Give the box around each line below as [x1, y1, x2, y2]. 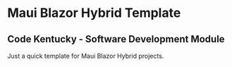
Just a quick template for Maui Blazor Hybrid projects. [7, 51, 164, 60]
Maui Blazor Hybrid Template [7, 5, 181, 21]
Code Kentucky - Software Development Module [7, 33, 225, 45]
